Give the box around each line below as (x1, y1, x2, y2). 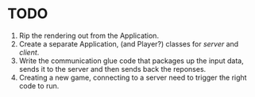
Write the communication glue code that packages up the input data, (18, 56, 244, 65)
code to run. (18, 80, 60, 91)
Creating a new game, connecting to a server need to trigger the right (18, 73, 247, 82)
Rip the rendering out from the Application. (18, 31, 160, 40)
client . (18, 47, 40, 57)
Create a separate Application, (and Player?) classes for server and (18, 39, 239, 48)
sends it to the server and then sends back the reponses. (18, 64, 207, 73)
